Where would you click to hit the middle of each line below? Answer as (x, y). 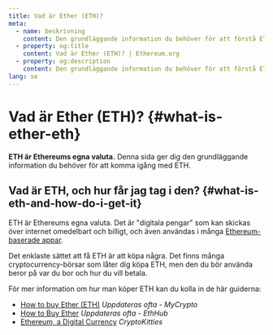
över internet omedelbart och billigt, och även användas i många (116, 232)
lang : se (23, 76)
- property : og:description (63, 62)
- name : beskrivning (50, 31)
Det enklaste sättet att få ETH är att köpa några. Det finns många (117, 256)
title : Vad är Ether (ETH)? (56, 16)
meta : (17, 24)
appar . (52, 240)
